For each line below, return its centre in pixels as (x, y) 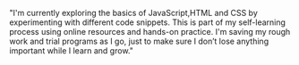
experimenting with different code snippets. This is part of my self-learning (148, 22)
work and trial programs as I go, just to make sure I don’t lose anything (139, 41)
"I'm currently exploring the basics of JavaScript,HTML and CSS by (133, 13)
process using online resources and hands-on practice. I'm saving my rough (150, 32)
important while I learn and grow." (72, 51)
